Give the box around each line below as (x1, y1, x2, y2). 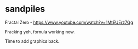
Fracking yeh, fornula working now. (5, 29, 75, 34)
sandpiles (5, 3, 45, 15)
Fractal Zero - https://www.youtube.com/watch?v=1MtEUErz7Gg (5, 19, 134, 25)
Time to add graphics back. (5, 38, 60, 44)
